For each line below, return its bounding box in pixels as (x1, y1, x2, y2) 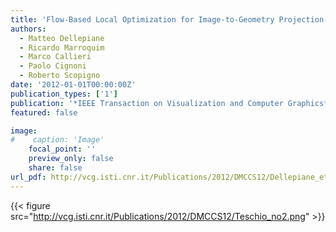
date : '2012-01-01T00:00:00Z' (10, 80, 137, 90)
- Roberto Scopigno (19, 71, 101, 81)
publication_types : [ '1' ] (10, 89, 118, 99)
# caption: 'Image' (10, 135, 105, 145)
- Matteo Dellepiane (19, 33, 105, 43)
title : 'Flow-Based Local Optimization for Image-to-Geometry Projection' (10, 14, 329, 25)
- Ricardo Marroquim (19, 42, 105, 53)
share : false (28, 163, 83, 173)
